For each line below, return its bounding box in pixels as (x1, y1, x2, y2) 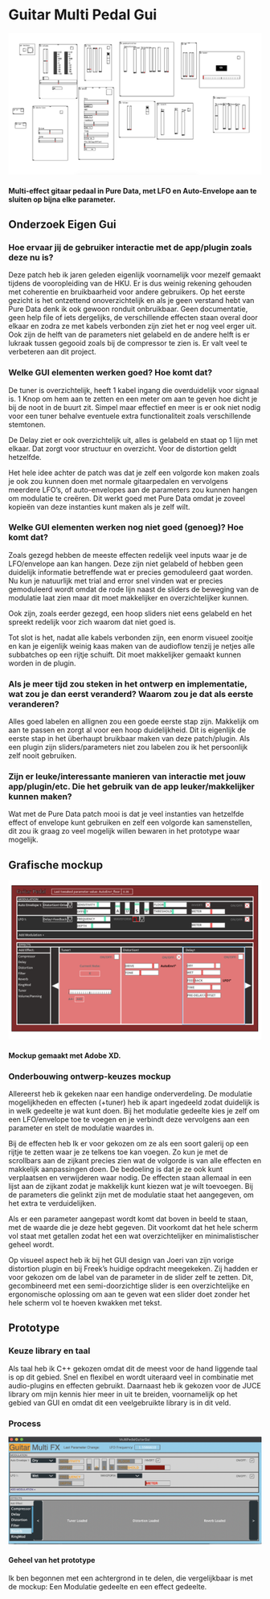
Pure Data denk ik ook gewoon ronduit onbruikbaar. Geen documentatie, (8, 304, 248, 314)
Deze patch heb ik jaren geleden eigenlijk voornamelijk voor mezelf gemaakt (8, 270, 261, 280)
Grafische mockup (8, 858, 104, 871)
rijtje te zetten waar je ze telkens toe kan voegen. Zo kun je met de (8, 1147, 228, 1157)
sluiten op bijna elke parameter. (8, 195, 117, 204)
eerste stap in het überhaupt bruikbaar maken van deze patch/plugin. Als (8, 734, 251, 744)
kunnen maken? (8, 791, 72, 802)
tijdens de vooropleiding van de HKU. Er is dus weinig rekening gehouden (8, 279, 252, 289)
